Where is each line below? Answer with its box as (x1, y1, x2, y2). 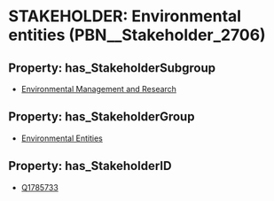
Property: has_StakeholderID (8, 158, 172, 174)
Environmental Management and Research (20, 84, 176, 94)
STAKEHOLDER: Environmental (8, 6, 241, 27)
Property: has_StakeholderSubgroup (8, 60, 216, 75)
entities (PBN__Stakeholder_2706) (8, 25, 267, 45)
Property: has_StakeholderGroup (8, 109, 195, 125)
